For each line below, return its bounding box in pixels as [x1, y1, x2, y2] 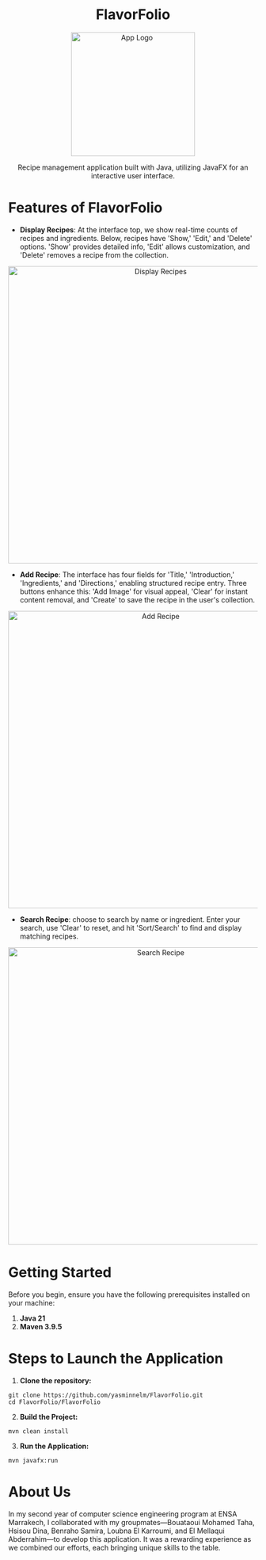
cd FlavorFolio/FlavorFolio [8, 1397, 101, 1406]
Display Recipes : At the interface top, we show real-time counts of [19, 224, 238, 235]
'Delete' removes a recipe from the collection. [19, 250, 169, 259]
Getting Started [8, 1264, 112, 1282]
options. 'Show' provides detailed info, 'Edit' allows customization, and [19, 242, 251, 251]
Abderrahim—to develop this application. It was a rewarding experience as [8, 1534, 252, 1543]
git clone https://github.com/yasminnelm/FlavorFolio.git [8, 1391, 203, 1399]
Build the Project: [19, 1412, 78, 1421]
